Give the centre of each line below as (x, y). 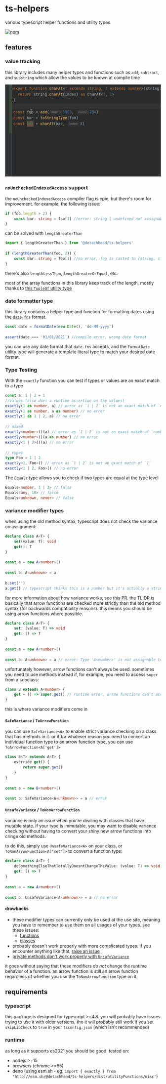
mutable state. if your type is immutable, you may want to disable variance (81, 826)
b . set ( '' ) (15, 583)
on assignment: (21, 526)
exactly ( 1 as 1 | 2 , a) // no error (43, 416)
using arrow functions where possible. (44, 614)
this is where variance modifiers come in (46, 709)
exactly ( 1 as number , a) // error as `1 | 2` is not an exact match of (80, 406)
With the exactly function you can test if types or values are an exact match (82, 380)
